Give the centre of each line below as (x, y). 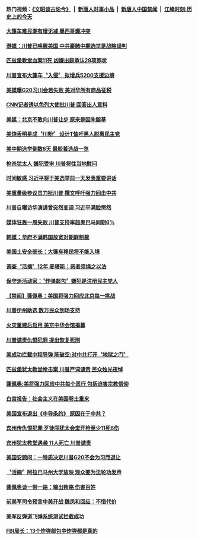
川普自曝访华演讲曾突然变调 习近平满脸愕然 (59, 207)
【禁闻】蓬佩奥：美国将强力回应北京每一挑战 (61, 296)
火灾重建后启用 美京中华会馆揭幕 (46, 325)
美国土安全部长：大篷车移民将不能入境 (53, 252)
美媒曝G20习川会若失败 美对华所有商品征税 (59, 90)
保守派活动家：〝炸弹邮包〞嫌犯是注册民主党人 (62, 281)
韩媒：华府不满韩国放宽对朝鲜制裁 (48, 237)
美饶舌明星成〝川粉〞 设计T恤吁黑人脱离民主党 (63, 134)
